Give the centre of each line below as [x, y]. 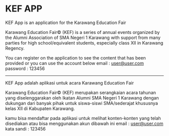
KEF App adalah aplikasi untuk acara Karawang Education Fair [70, 82]
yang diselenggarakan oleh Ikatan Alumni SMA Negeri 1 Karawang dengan [82, 97]
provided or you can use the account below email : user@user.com [75, 63]
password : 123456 [25, 68]
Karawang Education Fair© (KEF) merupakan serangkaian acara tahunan [81, 92]
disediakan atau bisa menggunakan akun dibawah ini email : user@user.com [84, 123]
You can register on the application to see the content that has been [75, 57]
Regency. [15, 48]
